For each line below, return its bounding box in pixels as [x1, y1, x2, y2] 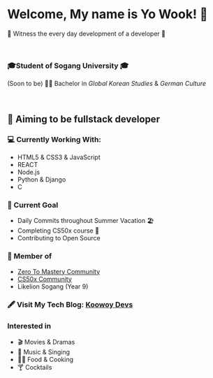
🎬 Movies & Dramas [17, 337, 75, 346]
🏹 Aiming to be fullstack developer [7, 113, 161, 125]
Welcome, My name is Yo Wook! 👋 [7, 6, 208, 22]
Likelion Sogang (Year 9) [17, 282, 89, 291]
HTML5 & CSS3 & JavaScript [17, 153, 101, 161]
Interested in [7, 321, 51, 331]
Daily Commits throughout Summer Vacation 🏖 [17, 217, 154, 225]
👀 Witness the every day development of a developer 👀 [7, 29, 166, 38]
